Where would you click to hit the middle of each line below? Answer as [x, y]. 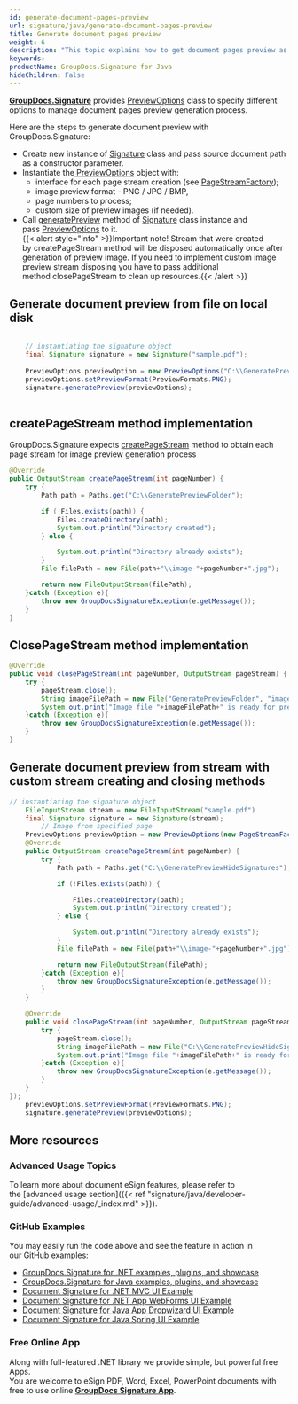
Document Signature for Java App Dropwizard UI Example [128, 1310]
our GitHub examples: [49, 1255]
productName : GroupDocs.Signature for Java [91, 67]
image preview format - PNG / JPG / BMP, [112, 191]
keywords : [27, 59]
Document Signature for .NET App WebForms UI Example [127, 1301]
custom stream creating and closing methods [137, 781]
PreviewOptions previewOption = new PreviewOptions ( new [131, 835]
